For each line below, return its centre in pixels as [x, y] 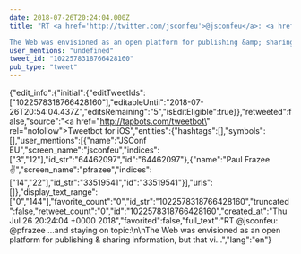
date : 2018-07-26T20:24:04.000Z [69, 18]
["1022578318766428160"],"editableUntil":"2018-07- [107, 102]
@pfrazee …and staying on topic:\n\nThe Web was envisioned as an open [145, 230]
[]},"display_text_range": [54, 192]
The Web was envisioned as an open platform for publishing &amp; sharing [152, 42]
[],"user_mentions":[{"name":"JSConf [78, 140]
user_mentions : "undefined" [62, 50]
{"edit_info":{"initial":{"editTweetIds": [77, 92]
